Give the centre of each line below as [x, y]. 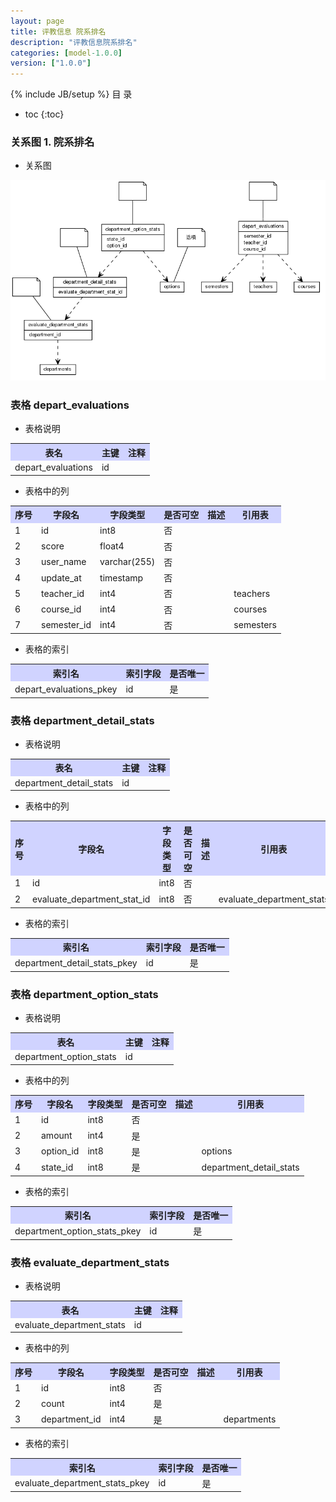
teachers [252, 593]
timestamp [121, 577]
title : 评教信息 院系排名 [58, 31]
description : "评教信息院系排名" [74, 42]
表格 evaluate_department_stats [90, 1262]
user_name [64, 562]
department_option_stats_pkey [78, 1231]
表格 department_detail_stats [82, 720]
